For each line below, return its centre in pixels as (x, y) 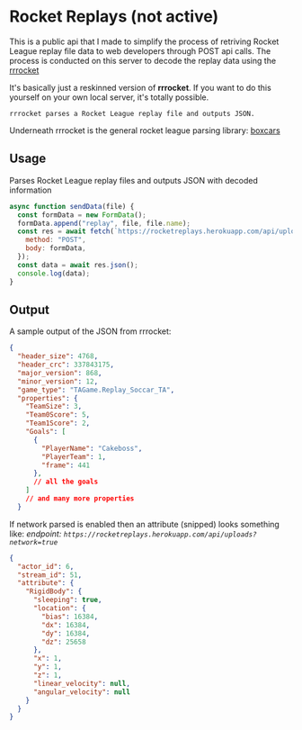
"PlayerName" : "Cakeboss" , (92, 448)
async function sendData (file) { (72, 206)
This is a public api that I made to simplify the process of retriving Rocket (144, 41)
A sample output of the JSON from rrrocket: (90, 331)
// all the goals (66, 482)
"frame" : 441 (66, 465)
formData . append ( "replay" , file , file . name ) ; (104, 223)
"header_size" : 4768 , (58, 356)
